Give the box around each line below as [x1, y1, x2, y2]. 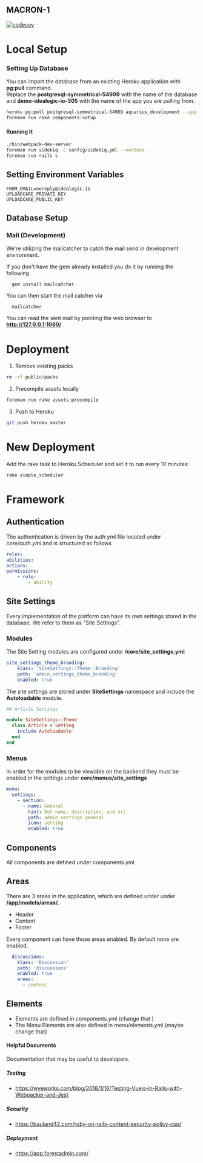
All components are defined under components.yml [6, 858, 135, 866]
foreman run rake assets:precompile [6, 397, 99, 403]
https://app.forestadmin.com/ [15, 1150, 89, 1157]
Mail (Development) [6, 231, 65, 239]
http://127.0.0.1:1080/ [6, 321, 62, 328]
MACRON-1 [6, 5, 50, 15]
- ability [28, 579, 53, 586]
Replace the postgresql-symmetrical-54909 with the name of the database [6, 91, 198, 98]
